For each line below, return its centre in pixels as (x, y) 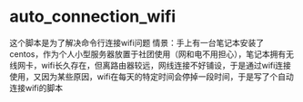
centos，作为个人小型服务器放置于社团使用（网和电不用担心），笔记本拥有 (148, 54)
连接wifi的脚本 (36, 88)
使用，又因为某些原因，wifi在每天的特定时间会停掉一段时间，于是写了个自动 (151, 76)
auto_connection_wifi (92, 17)
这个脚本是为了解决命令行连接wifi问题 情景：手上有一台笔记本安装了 (137, 42)
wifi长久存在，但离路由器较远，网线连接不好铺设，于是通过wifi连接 (166, 65)
